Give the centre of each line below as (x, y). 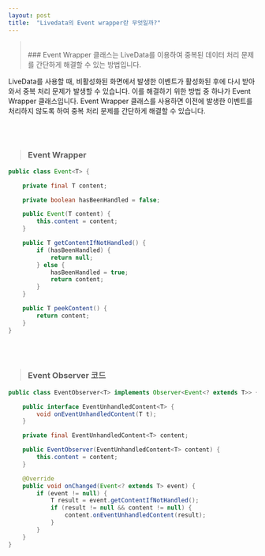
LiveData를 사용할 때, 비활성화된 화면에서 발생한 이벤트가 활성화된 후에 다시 (124, 81)
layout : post (30, 15)
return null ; (71, 258)
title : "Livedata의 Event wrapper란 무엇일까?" (85, 23)
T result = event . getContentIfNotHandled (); (125, 501)
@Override (39, 478)
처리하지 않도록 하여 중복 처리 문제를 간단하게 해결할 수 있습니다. (107, 110)
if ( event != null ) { (72, 493)
